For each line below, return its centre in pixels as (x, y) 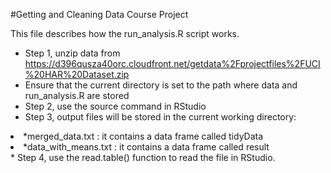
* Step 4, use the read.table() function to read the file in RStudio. (143, 157)
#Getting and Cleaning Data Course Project (99, 14)
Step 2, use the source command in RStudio (115, 106)
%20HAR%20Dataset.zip (77, 74)
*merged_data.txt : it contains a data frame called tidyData (143, 136)
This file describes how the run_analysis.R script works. (125, 33)
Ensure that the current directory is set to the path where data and (161, 85)
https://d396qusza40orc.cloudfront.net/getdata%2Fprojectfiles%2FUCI (172, 63)
